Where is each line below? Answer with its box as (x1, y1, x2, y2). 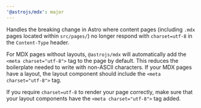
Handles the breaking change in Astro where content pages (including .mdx (6, 26, 196, 33)
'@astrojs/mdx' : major (6, 9, 64, 15)
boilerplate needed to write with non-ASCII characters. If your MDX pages (6, 63, 192, 71)
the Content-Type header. (6, 38, 70, 46)
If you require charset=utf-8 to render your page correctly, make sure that (6, 88, 193, 95)
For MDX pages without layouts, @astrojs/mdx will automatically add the (6, 50, 186, 58)
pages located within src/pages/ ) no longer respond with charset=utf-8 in (6, 32, 192, 40)
